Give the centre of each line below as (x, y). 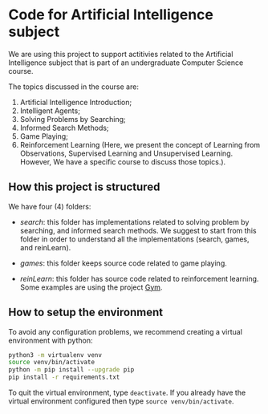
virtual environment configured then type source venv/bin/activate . (121, 401)
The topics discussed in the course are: (73, 87)
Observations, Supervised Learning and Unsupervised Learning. (126, 153)
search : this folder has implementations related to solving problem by (134, 221)
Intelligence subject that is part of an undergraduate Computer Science (126, 63)
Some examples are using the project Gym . (91, 287)
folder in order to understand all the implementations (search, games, (135, 239)
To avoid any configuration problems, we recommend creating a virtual (126, 331)
